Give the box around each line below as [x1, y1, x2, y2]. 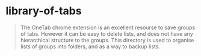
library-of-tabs [5, 4, 82, 18]
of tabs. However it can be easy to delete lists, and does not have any [20, 30, 193, 37]
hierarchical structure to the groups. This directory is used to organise [20, 36, 194, 43]
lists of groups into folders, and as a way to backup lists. [20, 43, 161, 50]
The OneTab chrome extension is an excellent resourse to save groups [20, 24, 196, 31]
